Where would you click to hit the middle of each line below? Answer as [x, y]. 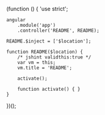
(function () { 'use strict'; [37, 9]
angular [16, 20]
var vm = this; [37, 63]
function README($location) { [45, 52]
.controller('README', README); [58, 30]
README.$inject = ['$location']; [49, 41]
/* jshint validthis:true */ [54, 57]
